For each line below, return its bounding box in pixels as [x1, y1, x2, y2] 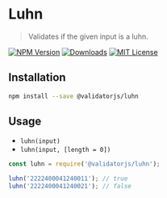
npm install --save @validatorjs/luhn [8, 92, 139, 100]
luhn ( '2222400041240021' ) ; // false [8, 183, 132, 191]
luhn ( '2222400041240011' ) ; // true [8, 175, 128, 183]
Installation [8, 70, 66, 85]
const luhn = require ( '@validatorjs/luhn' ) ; [8, 160, 161, 168]
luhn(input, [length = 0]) [19, 146, 111, 154]
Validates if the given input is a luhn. [27, 32, 148, 41]
